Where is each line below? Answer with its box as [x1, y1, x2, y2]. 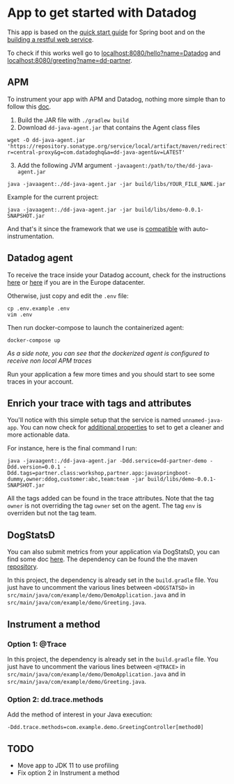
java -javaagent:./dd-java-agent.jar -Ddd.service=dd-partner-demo [7, 457, 208, 464]
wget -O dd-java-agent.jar [7, 136, 86, 143]
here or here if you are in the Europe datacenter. [7, 278, 146, 286]
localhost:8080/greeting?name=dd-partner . [7, 56, 132, 64]
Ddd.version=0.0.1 [7, 464, 61, 471]
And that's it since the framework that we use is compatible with [7, 224, 192, 233]
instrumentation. [7, 232, 54, 240]
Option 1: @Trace [7, 639, 67, 649]
